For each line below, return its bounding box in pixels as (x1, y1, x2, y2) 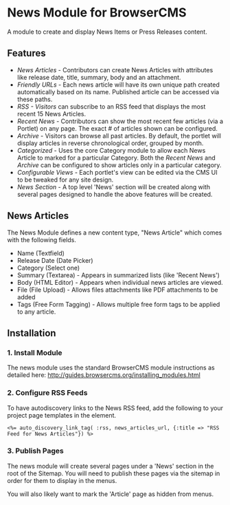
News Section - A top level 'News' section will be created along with (16, 182, 211, 191)
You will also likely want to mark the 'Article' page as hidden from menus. (7, 490, 214, 498)
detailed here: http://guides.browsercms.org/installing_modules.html (7, 371, 200, 379)
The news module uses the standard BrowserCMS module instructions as (7, 363, 215, 372)
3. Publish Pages (7, 446, 64, 455)
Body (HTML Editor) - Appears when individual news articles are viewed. (16, 278, 223, 286)
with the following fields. (7, 235, 77, 244)
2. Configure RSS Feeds (7, 388, 88, 398)
